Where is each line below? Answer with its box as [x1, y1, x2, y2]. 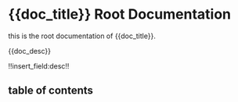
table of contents [8, 84, 94, 97]
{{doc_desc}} [8, 46, 52, 55]
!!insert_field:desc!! [8, 61, 70, 71]
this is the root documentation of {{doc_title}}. [8, 31, 157, 40]
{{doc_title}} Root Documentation [8, 5, 232, 23]
